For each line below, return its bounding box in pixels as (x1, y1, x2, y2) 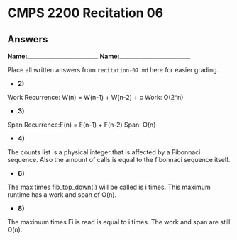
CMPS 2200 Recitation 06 (7, 5, 164, 21)
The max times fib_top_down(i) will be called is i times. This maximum (7, 183, 211, 191)
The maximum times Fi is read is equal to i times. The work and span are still (7, 218, 231, 226)
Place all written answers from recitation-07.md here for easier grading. (7, 66, 219, 74)
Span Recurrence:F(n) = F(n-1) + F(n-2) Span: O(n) (7, 120, 156, 129)
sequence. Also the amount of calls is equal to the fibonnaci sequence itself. (7, 156, 231, 164)
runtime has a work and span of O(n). (7, 190, 117, 199)
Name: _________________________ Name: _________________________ (7, 52, 191, 60)
